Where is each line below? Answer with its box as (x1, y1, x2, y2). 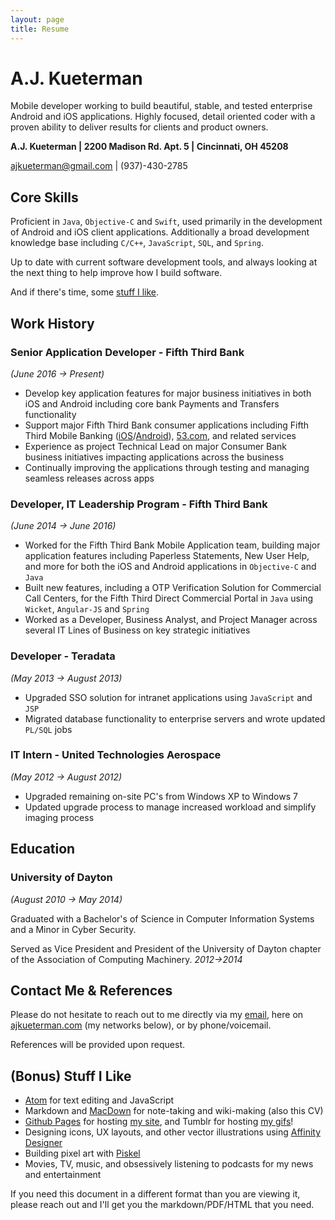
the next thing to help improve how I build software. (10, 267, 223, 279)
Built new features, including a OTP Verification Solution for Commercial (24, 582, 322, 594)
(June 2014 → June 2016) (10, 520, 117, 532)
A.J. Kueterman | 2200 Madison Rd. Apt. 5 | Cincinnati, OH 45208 (10, 141, 289, 153)
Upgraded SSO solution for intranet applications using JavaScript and (24, 691, 313, 703)
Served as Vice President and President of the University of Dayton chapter (10, 942, 322, 955)
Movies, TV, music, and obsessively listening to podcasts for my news (24, 1158, 314, 1170)
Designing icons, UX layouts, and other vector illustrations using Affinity (24, 1126, 322, 1138)
